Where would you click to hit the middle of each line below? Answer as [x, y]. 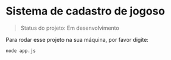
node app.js [21, 51]
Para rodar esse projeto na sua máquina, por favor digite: [77, 39]
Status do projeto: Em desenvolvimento [70, 28]
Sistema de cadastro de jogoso [85, 11]
